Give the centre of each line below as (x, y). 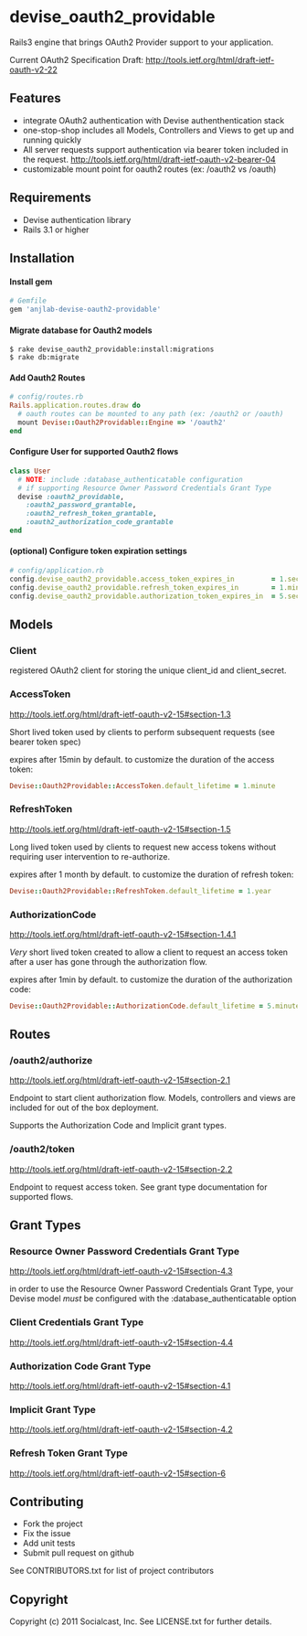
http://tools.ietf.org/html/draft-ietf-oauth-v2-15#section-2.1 (120, 1080)
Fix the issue (47, 1534)
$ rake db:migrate (44, 358)
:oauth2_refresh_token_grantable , (91, 514)
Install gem (31, 282)
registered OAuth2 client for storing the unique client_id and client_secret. (148, 670)
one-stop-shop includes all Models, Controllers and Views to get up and (158, 130)
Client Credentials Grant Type (77, 1322)
